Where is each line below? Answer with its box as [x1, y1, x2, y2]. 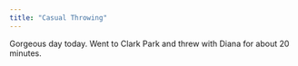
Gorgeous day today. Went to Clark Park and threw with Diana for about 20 [9, 38, 290, 49]
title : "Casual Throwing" [9, 13, 107, 23]
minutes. [9, 47, 43, 59]
